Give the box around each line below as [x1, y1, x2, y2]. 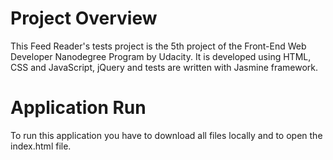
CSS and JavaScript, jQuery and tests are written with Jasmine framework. [10, 61, 319, 73]
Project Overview [10, 7, 158, 30]
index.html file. [10, 140, 72, 152]
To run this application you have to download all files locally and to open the [10, 129, 323, 141]
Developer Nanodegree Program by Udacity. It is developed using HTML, [10, 50, 312, 62]
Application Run [10, 97, 147, 119]
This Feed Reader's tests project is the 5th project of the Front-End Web [10, 40, 307, 52]
